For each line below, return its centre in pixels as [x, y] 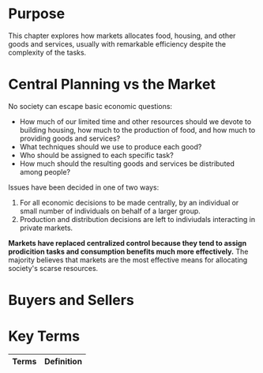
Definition [64, 362]
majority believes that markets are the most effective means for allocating [128, 260]
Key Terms [44, 336]
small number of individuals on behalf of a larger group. [110, 211]
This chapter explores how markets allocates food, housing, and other [122, 36]
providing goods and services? [70, 138]
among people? [45, 171]
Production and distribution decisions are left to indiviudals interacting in [137, 219]
